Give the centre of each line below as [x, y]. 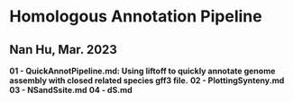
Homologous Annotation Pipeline [136, 17]
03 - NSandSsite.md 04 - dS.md [71, 90]
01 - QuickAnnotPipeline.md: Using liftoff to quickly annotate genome [142, 71]
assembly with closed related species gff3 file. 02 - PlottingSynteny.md [147, 81]
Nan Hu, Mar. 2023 [63, 50]
